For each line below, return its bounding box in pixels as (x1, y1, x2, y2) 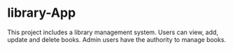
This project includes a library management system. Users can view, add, (7, 28, 219, 36)
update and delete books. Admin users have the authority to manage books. (7, 35, 226, 43)
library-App (7, 5, 76, 21)
